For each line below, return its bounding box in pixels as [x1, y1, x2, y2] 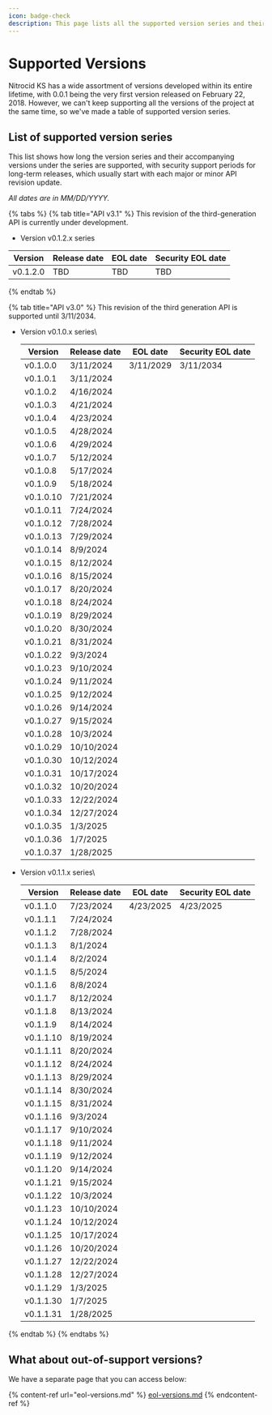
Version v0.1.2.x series [19, 233, 96, 243]
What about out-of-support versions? [8, 1353, 203, 1366]
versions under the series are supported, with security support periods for [8, 160, 257, 170]
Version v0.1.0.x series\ [19, 327, 97, 337]
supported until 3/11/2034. [8, 311, 96, 321]
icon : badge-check [8, 11, 70, 20]
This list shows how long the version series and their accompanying [8, 151, 235, 162]
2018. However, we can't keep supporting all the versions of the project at [8, 98, 255, 108]
